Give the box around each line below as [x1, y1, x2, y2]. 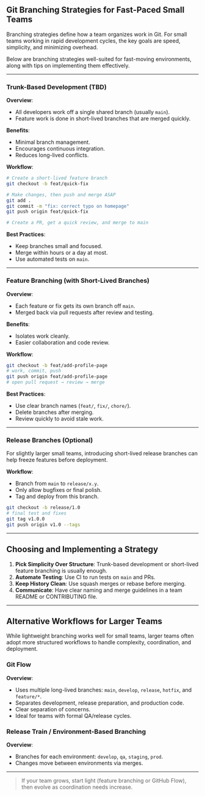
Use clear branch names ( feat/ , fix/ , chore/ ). [15, 402, 131, 410]
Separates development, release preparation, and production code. [15, 699, 184, 706]
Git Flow [6, 661, 32, 669]
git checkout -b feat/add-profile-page [6, 362, 108, 368]
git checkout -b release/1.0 [6, 505, 81, 511]
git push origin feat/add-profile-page [6, 374, 108, 380]
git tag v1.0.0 [6, 516, 45, 522]
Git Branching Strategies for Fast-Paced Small [6, 5, 185, 15]
